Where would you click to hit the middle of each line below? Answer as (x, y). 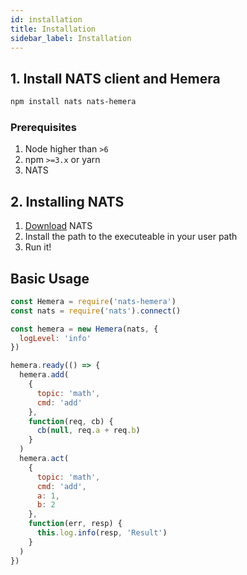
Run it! (38, 247)
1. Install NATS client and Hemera (115, 78)
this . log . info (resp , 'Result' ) (102, 533)
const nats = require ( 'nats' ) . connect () (96, 311)
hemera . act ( (44, 459)
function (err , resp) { (75, 524)
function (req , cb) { (71, 421)
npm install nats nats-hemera (73, 102)
